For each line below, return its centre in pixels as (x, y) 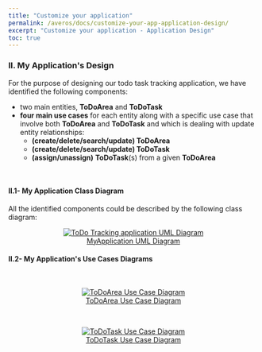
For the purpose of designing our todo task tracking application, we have (127, 83)
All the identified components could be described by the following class (125, 208)
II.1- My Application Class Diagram (66, 191)
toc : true (25, 38)
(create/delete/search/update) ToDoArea (101, 141)
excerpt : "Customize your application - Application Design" (112, 30)
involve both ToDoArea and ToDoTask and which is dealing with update (137, 123)
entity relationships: (52, 132)
